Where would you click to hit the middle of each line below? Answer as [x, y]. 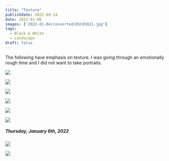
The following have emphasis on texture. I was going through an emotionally [85, 57]
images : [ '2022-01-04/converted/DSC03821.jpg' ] [56, 24]
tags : [11, 29]
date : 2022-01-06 [24, 19]
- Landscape [23, 38]
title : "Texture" [24, 10]
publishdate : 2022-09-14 [31, 15]
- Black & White [27, 33]
